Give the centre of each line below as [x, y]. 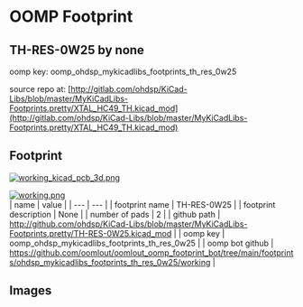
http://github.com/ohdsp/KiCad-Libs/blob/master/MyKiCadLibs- [129, 224]
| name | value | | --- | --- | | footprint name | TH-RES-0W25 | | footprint [142, 204]
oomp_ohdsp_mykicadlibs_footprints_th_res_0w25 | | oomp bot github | [142, 243]
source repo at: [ [40, 89]
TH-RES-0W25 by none [77, 50]
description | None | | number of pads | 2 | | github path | [115, 214]
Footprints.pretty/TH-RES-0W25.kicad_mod [91, 233]
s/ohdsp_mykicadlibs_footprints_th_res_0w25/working [110, 262]
